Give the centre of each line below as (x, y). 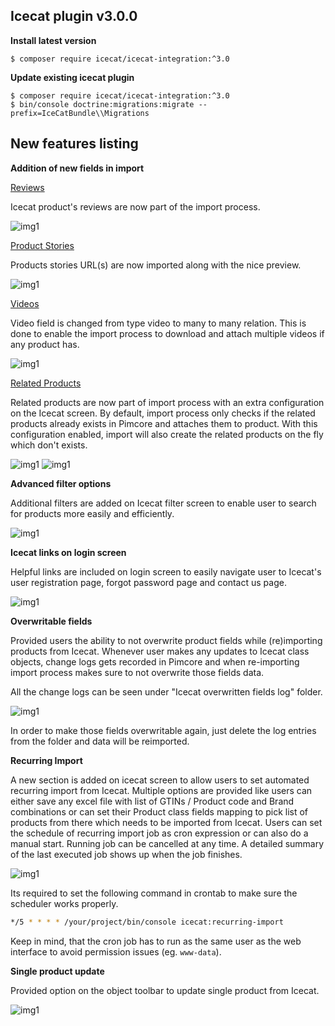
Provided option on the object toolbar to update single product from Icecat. (165, 990)
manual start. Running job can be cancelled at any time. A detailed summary (167, 843)
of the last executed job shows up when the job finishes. (126, 854)
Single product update (57, 971)
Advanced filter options (61, 483)
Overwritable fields (51, 621)
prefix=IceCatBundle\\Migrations (80, 113)
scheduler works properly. (64, 903)
